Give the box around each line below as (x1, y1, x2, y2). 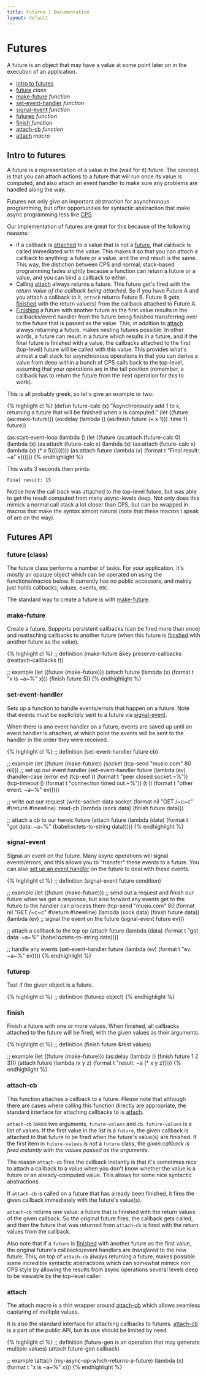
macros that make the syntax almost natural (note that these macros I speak (7, 508, 199, 515)
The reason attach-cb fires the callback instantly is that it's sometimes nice (7, 1158, 197, 1166)
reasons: (7, 229, 29, 237)
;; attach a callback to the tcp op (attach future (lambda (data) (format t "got (7, 926, 199, 934)
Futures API (7, 532, 53, 542)
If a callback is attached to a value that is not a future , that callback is (15, 241, 191, 249)
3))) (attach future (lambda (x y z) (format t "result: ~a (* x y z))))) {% (7, 1059, 181, 1067)
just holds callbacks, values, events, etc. (7, 583, 109, 591)
